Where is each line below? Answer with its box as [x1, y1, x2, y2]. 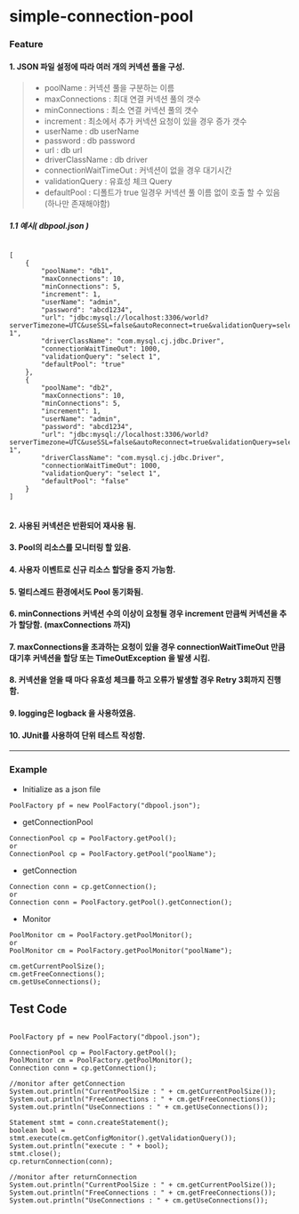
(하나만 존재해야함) [44, 198, 110, 209]
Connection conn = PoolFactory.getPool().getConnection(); [9, 897, 233, 907]
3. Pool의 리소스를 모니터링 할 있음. [9, 542, 132, 553]
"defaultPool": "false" [41, 477, 129, 486]
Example [9, 764, 48, 776]
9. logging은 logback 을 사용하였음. [9, 708, 136, 718]
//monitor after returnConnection [9, 1173, 138, 1182]
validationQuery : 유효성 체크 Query [44, 176, 173, 187]
